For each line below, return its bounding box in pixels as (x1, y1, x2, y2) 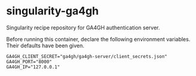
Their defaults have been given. (6, 42, 85, 49)
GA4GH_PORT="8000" (6, 59, 52, 65)
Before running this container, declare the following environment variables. (6, 35, 191, 42)
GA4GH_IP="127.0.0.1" (6, 64, 61, 70)
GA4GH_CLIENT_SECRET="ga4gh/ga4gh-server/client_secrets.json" (6, 53, 168, 59)
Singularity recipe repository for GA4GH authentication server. (6, 24, 160, 31)
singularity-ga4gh (6, 4, 99, 18)
